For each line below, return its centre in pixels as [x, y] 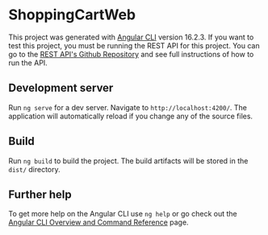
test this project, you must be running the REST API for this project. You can [134, 45]
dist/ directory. [34, 169]
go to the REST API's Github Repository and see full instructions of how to [131, 54]
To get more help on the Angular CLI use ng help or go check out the [123, 214]
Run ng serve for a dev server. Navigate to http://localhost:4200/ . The [128, 107]
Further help [40, 194]
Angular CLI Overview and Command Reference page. [98, 222]
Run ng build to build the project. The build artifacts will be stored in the [128, 161]
